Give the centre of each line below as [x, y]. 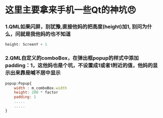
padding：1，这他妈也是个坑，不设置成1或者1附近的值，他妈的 [79, 65]
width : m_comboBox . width [41, 88]
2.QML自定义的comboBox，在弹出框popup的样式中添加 [72, 58]
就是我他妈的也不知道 [46, 34]
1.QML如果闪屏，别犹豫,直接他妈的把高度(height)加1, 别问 [74, 27]
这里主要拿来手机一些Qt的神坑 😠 [71, 10]
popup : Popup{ [18, 83]
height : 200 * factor [36, 92]
